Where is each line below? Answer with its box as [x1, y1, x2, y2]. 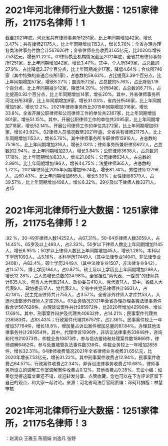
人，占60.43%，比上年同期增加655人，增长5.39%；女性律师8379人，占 [5, 173, 154, 179]
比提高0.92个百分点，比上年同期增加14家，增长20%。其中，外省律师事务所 [5, 91, 160, 97]
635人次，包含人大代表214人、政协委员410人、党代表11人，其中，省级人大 [9, 279, 163, 285]
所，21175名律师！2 [5, 217, 87, 229]
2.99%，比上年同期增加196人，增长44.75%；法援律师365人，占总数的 [5, 160, 151, 166]
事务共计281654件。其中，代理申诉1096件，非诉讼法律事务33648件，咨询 [9, 329, 162, 335]
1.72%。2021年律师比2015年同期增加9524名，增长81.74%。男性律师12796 [5, 166, 159, 172]
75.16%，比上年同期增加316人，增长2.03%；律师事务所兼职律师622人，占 [5, 141, 158, 147]
